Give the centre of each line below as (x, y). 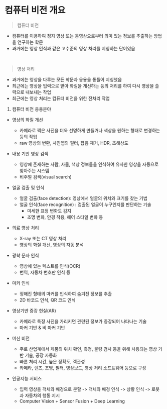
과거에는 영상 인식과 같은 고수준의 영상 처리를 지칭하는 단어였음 (73, 48)
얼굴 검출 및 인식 (28, 187)
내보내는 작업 (38, 92)
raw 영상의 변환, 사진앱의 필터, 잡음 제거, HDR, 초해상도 (74, 143)
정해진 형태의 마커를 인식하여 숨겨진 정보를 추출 (66, 293)
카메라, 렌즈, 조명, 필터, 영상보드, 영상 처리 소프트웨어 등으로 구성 (83, 368)
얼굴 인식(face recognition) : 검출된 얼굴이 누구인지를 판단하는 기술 (85, 204)
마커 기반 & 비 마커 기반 (42, 328)
